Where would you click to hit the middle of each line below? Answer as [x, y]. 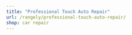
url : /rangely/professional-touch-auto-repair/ [66, 17]
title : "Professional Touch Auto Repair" [58, 12]
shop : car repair [28, 23]
